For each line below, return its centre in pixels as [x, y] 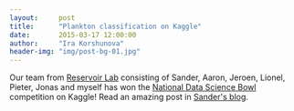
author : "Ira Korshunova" [67, 43]
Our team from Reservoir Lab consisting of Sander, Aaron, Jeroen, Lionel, [147, 77]
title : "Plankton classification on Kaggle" [106, 26]
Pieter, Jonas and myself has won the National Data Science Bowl [133, 87]
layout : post [42, 18]
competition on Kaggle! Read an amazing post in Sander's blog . [129, 97]
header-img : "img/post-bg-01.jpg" [75, 52]
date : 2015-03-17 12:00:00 [73, 35]
